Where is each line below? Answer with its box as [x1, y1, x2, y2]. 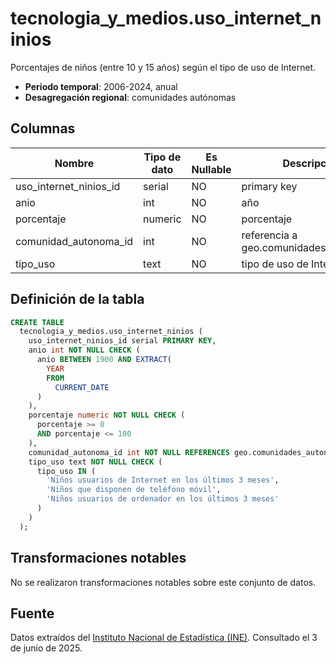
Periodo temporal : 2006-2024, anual [24, 80, 178, 92]
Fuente [10, 605, 55, 622]
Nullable [191, 162, 232, 176]
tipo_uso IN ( [36, 466, 97, 476]
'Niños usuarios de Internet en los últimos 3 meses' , [46, 475, 280, 486]
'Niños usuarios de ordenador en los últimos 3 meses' [46, 494, 280, 504]
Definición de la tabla [10, 291, 145, 308]
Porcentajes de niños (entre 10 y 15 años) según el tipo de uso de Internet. [10, 61, 317, 73]
